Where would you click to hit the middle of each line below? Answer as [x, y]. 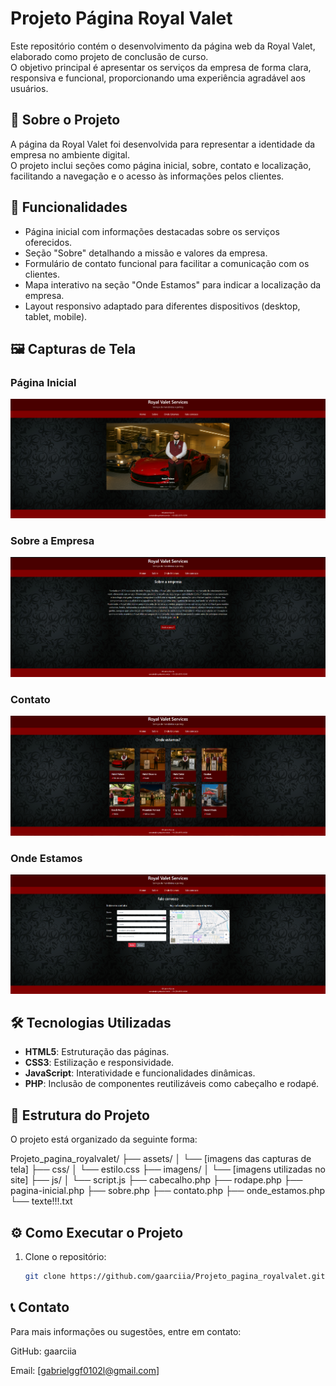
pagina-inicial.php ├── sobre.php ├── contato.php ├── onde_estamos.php [167, 1191]
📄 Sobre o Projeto [65, 120]
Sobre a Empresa [52, 540]
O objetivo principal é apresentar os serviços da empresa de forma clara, [161, 67]
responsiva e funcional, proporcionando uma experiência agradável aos [158, 78]
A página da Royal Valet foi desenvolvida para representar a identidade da [163, 144]
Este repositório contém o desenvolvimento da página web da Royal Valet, [163, 46]
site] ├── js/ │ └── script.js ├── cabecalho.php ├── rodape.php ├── [156, 1180]
